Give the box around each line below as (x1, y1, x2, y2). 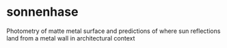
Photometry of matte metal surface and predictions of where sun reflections (6, 27, 221, 35)
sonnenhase (6, 4, 79, 20)
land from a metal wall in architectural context (6, 34, 135, 42)
